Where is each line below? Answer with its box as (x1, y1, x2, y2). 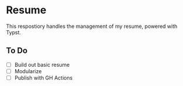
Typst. (6, 28, 22, 35)
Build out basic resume (14, 61, 70, 68)
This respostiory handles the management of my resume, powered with (6, 23, 178, 30)
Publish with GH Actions (14, 74, 73, 81)
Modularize (14, 67, 42, 74)
